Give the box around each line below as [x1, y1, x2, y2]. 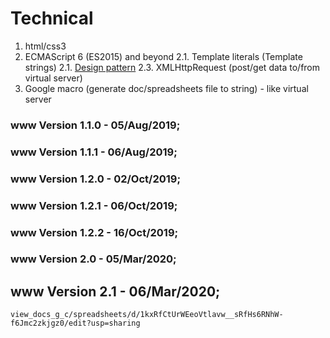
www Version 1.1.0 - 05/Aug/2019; [10, 118, 181, 132]
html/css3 [24, 40, 67, 52]
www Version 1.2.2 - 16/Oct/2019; [10, 225, 179, 239]
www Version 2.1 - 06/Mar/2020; [10, 283, 221, 300]
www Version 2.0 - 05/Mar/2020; [10, 252, 177, 266]
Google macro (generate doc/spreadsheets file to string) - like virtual [24, 82, 309, 94]
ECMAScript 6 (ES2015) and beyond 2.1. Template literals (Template [24, 50, 303, 62]
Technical [10, 7, 94, 30]
